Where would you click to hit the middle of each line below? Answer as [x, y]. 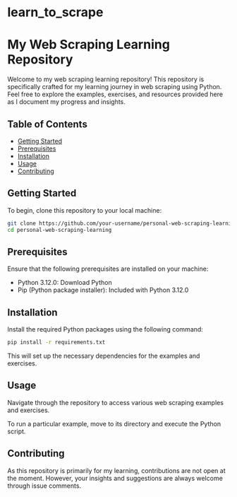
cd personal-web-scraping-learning [60, 230]
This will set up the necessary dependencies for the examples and [104, 356]
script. [17, 431]
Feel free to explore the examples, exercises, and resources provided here [115, 94]
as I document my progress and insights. [66, 102]
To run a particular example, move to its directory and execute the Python [114, 423]
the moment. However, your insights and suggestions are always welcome [115, 478]
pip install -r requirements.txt [56, 343]
